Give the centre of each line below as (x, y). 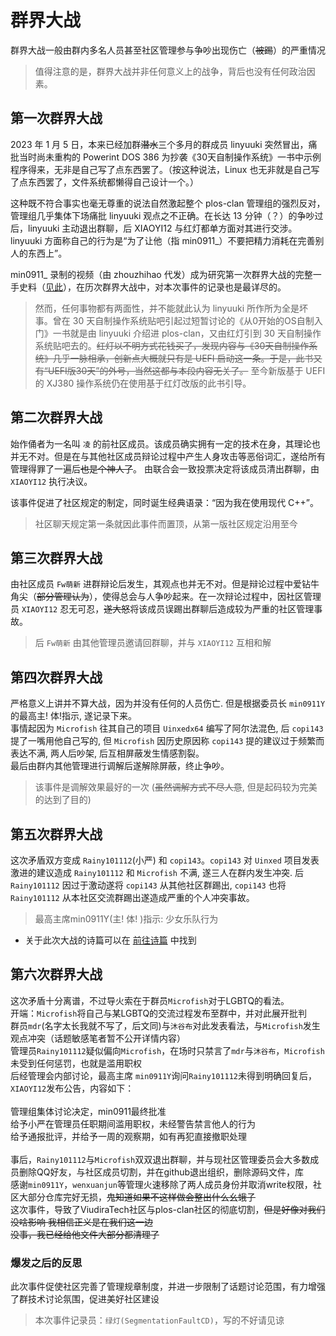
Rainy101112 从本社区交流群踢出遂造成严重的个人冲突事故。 (132, 897)
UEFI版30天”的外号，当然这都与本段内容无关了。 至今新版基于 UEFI (186, 370)
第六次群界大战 (56, 974)
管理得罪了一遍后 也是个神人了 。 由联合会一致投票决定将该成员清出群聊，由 (165, 468)
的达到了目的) (63, 800)
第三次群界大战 (56, 557)
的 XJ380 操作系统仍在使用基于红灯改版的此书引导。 (143, 383)
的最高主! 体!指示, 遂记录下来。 (73, 716)
